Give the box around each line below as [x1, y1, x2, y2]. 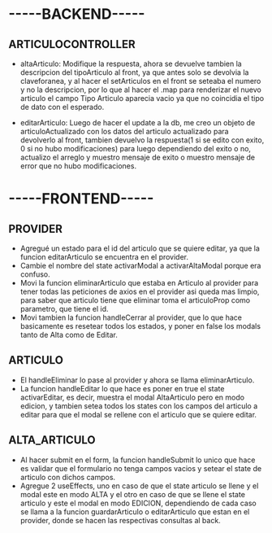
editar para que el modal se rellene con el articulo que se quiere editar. [19, 409, 257, 419]
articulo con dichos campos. [19, 472, 116, 482]
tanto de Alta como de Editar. [19, 330, 118, 339]
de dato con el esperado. [19, 103, 105, 111]
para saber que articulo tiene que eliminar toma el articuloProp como [19, 295, 251, 305]
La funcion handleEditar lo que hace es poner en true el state [19, 383, 225, 393]
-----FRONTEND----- [8, 190, 154, 208]
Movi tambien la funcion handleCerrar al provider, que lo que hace [19, 312, 242, 322]
